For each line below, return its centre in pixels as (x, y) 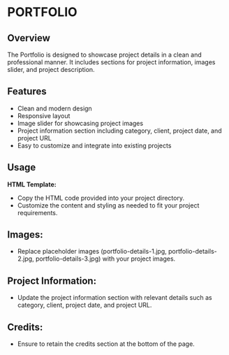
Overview (29, 38)
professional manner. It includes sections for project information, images (111, 62)
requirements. (37, 212)
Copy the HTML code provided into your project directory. (101, 198)
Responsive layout (44, 115)
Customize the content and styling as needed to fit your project (108, 205)
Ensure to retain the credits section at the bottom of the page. (106, 344)
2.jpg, (25, 259)
